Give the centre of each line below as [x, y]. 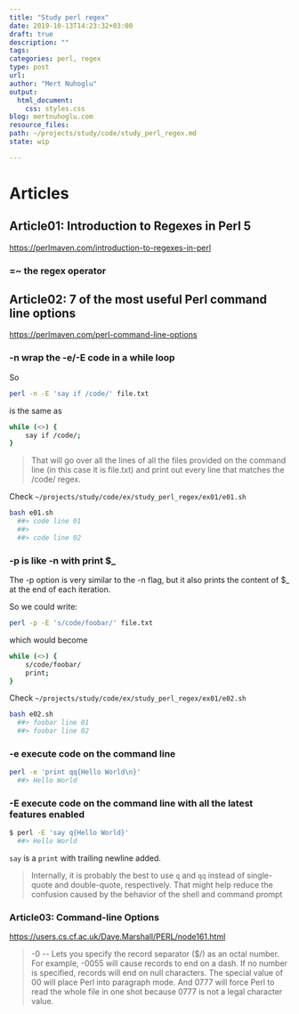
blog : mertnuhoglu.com [51, 117]
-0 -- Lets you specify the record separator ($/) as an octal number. [155, 954]
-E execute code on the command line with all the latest [131, 804]
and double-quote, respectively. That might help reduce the [164, 885]
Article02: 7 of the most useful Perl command [138, 300]
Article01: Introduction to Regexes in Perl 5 [130, 227]
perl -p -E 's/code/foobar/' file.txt [81, 623]
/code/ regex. [56, 479]
